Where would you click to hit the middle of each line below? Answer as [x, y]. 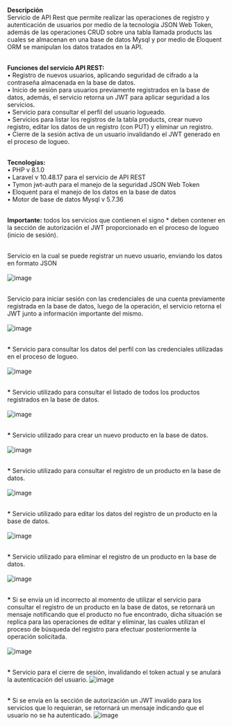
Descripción [25, 10]
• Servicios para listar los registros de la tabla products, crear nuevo [105, 119]
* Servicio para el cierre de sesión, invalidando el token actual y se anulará [114, 672]
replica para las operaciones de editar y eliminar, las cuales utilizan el [106, 622]
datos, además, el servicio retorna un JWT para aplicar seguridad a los [109, 97]
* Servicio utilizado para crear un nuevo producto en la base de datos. [108, 435]
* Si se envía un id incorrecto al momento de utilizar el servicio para [104, 600]
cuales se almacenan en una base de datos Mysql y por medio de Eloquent [115, 40]
